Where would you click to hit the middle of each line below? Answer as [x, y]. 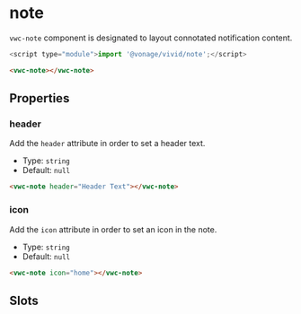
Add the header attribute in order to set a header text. [107, 144]
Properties [40, 98]
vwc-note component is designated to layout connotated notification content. [151, 38]
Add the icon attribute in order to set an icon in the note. [113, 229]
